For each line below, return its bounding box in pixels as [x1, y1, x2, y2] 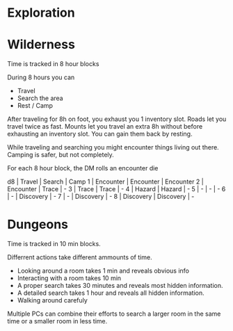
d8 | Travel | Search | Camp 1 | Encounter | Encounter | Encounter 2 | [7, 177, 204, 186]
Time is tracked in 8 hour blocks [7, 60, 99, 68]
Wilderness [7, 37, 75, 53]
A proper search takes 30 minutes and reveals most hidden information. [17, 282, 223, 290]
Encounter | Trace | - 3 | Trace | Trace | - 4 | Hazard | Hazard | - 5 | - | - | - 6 [7, 185, 226, 193]
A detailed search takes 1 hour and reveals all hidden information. [17, 289, 204, 297]
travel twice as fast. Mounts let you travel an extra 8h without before [7, 122, 203, 131]
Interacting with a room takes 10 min [17, 274, 122, 282]
